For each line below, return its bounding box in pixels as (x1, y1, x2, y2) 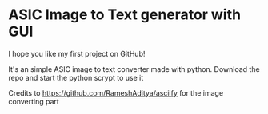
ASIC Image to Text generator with (8, 6, 242, 24)
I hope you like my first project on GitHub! (8, 49, 146, 58)
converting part (8, 96, 60, 106)
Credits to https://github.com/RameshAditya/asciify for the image (8, 88, 224, 97)
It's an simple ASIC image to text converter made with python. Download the (8, 64, 260, 73)
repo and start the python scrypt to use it (8, 73, 144, 82)
